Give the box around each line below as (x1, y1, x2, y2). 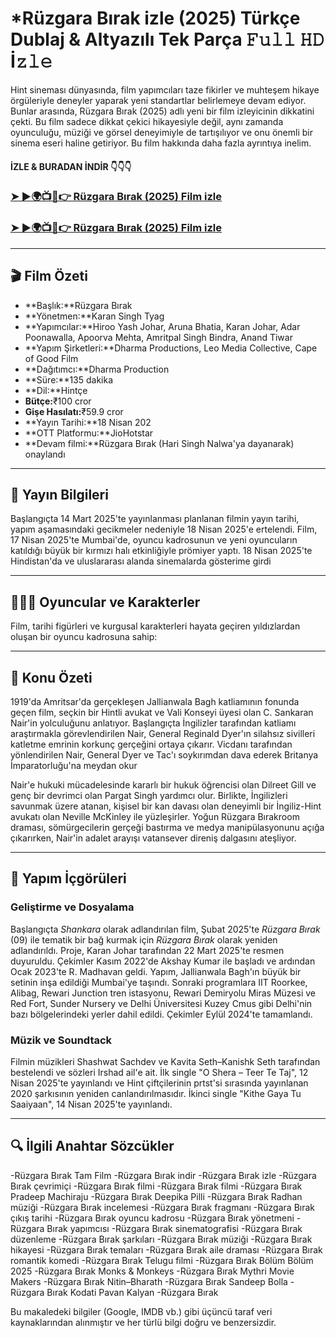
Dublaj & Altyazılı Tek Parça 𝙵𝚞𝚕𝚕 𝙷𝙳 (10, 28, 325, 51)
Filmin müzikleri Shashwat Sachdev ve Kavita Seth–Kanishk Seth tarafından (10, 1055, 321, 1067)
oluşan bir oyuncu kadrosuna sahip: (10, 631, 158, 643)
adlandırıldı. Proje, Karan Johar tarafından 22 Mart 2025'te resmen (10, 944, 285, 956)
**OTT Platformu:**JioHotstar (24, 427, 154, 439)
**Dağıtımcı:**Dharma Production (24, 363, 170, 375)
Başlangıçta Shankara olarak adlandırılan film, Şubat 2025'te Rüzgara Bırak (10, 923, 321, 935)
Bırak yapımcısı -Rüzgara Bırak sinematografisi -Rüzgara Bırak (46, 1222, 303, 1234)
